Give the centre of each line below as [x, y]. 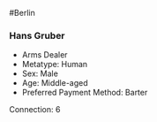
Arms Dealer [45, 55]
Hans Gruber [37, 35]
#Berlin [22, 13]
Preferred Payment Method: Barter [85, 93]
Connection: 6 [35, 110]
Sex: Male [40, 73]
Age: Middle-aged [55, 83]
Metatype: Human [55, 65]
